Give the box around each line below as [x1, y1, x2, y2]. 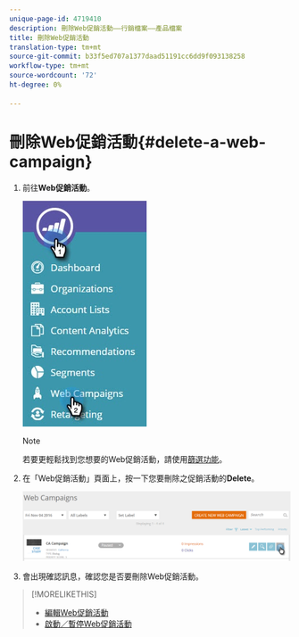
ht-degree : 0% [9, 80, 62, 89]
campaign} [9, 152, 93, 171]
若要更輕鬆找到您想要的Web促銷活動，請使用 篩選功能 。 [21, 453, 228, 464]
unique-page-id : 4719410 [9, 14, 102, 23]
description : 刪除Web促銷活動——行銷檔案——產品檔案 [9, 23, 183, 33]
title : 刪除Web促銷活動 [9, 33, 89, 42]
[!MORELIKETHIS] [30, 589, 97, 600]
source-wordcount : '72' [9, 71, 98, 80]
